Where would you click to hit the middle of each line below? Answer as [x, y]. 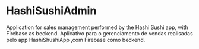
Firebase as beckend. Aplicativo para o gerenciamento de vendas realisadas [99, 33]
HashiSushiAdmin [51, 11]
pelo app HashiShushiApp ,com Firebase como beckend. [76, 40]
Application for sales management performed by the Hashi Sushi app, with [97, 27]
